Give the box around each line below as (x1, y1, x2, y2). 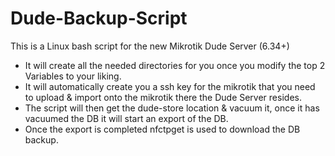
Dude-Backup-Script (10, 7, 188, 30)
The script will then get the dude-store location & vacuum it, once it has (24, 102, 320, 114)
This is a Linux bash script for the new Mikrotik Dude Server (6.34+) (10, 40, 290, 52)
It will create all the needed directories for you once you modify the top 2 (24, 59, 326, 71)
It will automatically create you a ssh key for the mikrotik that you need (24, 80, 316, 92)
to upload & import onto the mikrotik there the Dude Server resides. (24, 91, 302, 103)
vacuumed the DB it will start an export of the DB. (24, 112, 229, 124)
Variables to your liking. (24, 70, 122, 82)
